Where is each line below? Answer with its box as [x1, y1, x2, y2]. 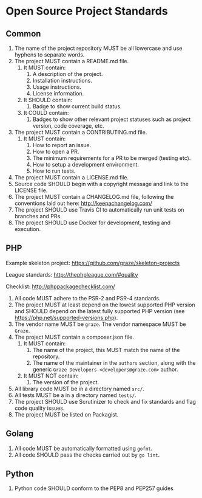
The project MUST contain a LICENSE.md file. [14, 174, 129, 181]
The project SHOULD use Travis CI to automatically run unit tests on [14, 206, 184, 213]
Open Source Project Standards [5, 4, 168, 18]
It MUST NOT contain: [23, 372, 79, 379]
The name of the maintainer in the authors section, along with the [32, 359, 196, 366]
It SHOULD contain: [23, 96, 73, 103]
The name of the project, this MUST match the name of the [32, 346, 180, 353]
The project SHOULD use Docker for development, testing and [14, 219, 171, 226]
